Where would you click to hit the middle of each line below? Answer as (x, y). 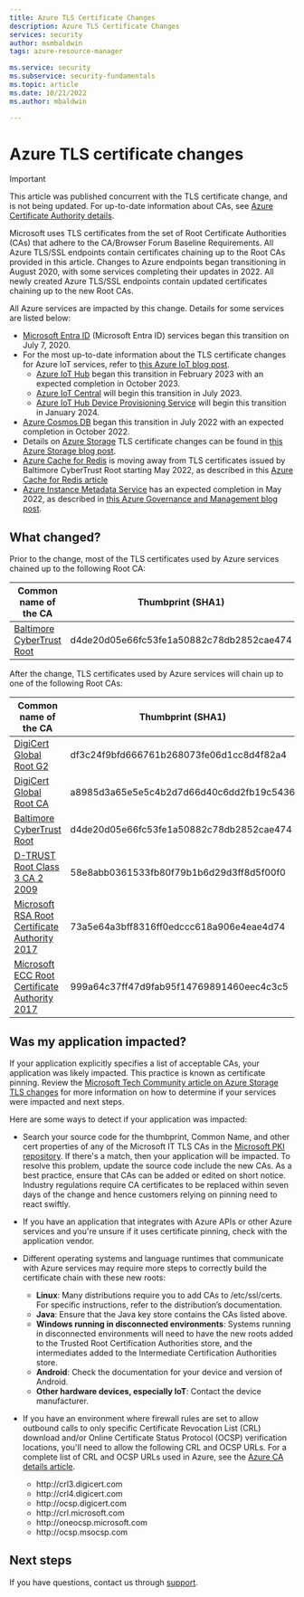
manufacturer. (62, 1401)
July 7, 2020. (46, 346)
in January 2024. (68, 413)
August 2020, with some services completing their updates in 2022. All (142, 271)
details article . (49, 1467)
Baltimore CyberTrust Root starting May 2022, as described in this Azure (158, 471)
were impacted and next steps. (67, 1102)
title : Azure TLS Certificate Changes (82, 18)
